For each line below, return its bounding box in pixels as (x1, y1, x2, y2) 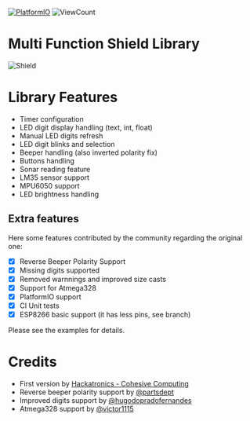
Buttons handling (19, 156, 74, 165)
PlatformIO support (19, 291, 82, 302)
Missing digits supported (19, 265, 100, 275)
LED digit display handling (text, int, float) (19, 123, 153, 132)
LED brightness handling (19, 189, 100, 199)
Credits (8, 353, 57, 371)
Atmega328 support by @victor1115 (19, 405, 135, 414)
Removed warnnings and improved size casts (19, 274, 167, 284)
